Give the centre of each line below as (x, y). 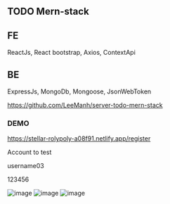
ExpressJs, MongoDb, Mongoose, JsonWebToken (79, 91)
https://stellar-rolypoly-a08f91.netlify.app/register (79, 139)
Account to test (30, 152)
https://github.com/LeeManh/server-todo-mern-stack (85, 106)
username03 (26, 166)
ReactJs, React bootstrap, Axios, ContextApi (71, 53)
